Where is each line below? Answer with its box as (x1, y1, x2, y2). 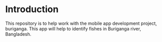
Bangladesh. (5, 31, 31, 37)
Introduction (5, 4, 59, 15)
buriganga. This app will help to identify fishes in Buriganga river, (5, 25, 141, 31)
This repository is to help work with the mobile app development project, (5, 20, 157, 26)
